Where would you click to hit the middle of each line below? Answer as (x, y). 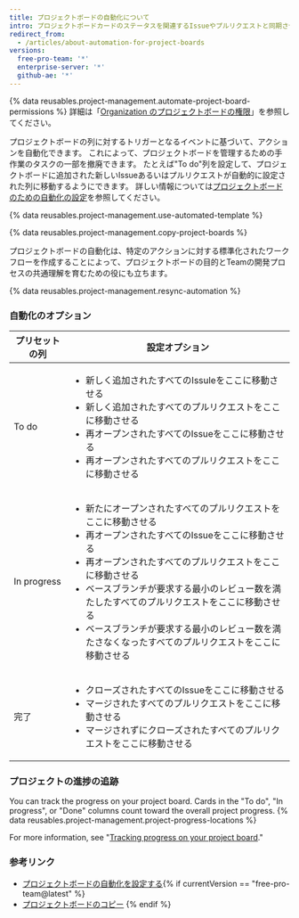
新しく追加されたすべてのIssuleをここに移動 (178, 381)
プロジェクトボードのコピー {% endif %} (97, 904)
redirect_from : (37, 34)
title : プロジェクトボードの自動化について (79, 17)
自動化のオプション (50, 316)
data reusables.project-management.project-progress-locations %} (133, 820)
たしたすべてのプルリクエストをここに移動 (174, 602)
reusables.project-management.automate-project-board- (145, 101)
